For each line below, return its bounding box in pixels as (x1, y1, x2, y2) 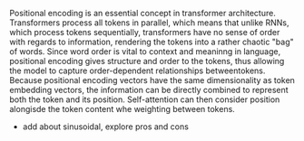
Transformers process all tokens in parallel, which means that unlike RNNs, (9, 17, 289, 28)
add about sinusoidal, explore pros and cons (22, 121, 189, 132)
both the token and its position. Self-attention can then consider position (9, 94, 280, 105)
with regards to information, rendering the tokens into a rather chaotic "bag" (9, 36, 295, 47)
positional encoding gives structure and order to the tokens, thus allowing (9, 56, 285, 66)
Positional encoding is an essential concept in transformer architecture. (9, 8, 277, 18)
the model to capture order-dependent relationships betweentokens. (9, 65, 266, 76)
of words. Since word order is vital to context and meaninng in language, (9, 46, 281, 57)
